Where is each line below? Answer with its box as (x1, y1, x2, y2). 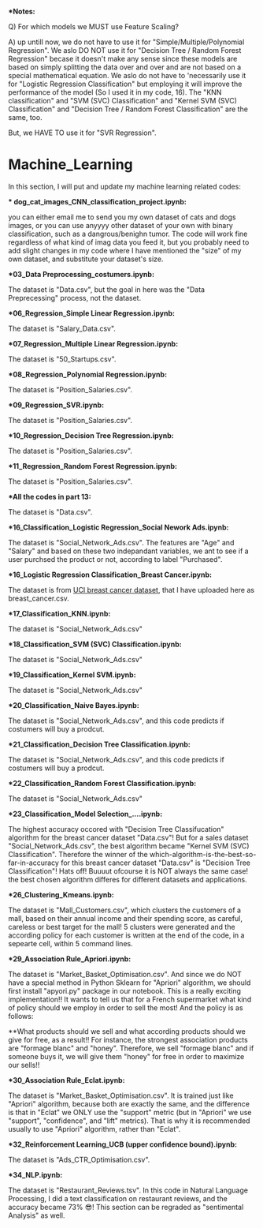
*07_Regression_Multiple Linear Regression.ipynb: (8, 339, 179, 348)
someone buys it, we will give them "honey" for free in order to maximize (8, 1051, 245, 1061)
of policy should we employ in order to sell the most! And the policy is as (8, 1002, 243, 1013)
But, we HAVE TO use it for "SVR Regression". (8, 128, 157, 137)
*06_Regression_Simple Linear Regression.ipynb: (8, 308, 176, 318)
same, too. (8, 113, 43, 122)
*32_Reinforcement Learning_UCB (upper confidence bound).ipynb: (8, 1140, 238, 1149)
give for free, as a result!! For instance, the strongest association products (8, 1035, 248, 1044)
